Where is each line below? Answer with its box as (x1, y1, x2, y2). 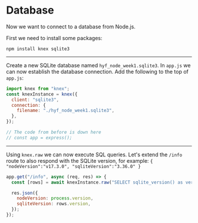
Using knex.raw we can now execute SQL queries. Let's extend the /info (6, 151, 183, 158)
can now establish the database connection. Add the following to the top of (6, 68, 189, 75)
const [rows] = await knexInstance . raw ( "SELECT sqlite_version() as (11, 179, 183, 185)
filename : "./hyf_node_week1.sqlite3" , (16, 107, 115, 114)
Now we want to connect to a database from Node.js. (6, 23, 136, 30)
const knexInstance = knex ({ (6, 91, 78, 97)
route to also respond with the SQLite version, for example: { (6, 157, 153, 164)
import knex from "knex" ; (6, 86, 70, 91)
